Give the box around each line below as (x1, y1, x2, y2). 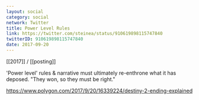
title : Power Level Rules (6, 25, 70, 31)
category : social (6, 14, 49, 20)
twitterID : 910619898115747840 (6, 36, 84, 42)
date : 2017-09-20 (6, 42, 49, 48)
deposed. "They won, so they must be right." (6, 75, 115, 83)
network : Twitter (6, 20, 49, 25)
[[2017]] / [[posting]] (6, 57, 56, 65)
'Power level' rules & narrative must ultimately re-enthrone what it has (6, 69, 176, 76)
